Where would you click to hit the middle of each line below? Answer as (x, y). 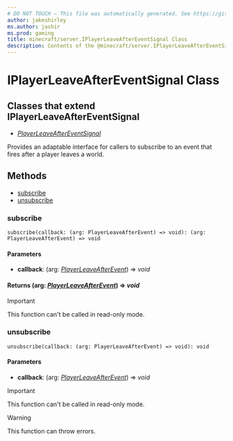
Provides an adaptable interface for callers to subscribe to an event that (110, 147)
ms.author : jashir (34, 26)
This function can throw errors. (51, 431)
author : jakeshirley (37, 20)
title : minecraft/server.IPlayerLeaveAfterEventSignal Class (97, 40)
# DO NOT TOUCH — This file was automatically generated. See (99, 14)
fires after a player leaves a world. (56, 154)
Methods (27, 176)
